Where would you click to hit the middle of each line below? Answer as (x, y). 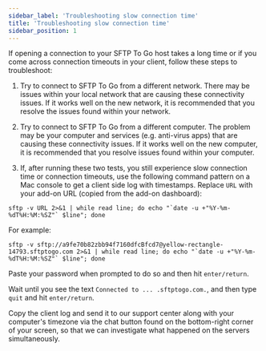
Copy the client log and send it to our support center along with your (121, 313)
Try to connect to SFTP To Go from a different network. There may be (135, 86)
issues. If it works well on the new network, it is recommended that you (137, 103)
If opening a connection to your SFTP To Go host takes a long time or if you (133, 54)
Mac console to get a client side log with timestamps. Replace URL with (136, 185)
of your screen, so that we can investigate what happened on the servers (129, 330)
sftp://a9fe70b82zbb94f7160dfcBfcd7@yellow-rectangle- (131, 245)
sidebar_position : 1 (43, 30)
